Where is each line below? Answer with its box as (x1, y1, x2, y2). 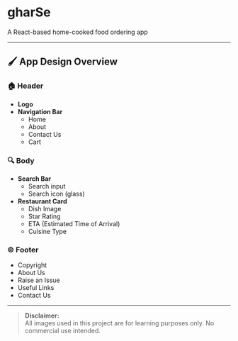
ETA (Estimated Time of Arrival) (28, 219, 120, 228)
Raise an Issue (17, 276, 60, 284)
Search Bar (17, 174, 52, 183)
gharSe (7, 4, 51, 21)
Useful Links (17, 284, 55, 292)
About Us (17, 269, 46, 277)
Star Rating (28, 212, 61, 220)
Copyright (17, 261, 47, 269)
